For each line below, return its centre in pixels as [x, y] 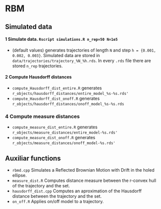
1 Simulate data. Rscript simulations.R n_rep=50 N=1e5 [61, 39]
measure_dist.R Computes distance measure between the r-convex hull [84, 180]
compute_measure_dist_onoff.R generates [54, 138]
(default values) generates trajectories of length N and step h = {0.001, [84, 50]
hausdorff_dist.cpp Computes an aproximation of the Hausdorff [77, 191]
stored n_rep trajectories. [37, 66]
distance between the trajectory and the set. [57, 196]
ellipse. [19, 176]
